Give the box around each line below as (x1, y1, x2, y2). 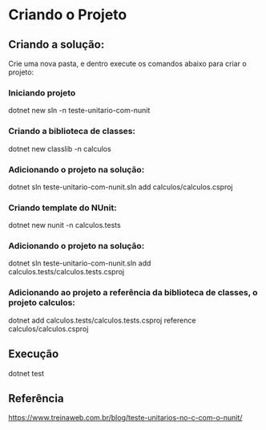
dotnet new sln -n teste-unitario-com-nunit (8, 106, 151, 116)
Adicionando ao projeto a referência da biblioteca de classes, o (8, 287, 258, 298)
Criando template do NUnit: (8, 202, 118, 213)
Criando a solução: (8, 38, 105, 51)
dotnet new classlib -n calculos (8, 144, 111, 153)
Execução (8, 347, 59, 361)
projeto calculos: (8, 297, 76, 308)
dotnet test (8, 368, 45, 378)
